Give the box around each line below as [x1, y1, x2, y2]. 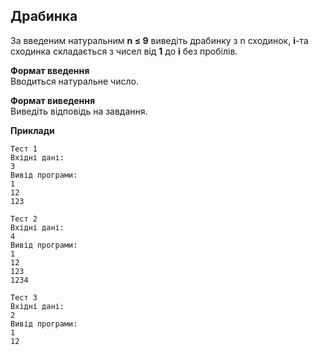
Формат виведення [10, 94, 96, 106]
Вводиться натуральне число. [10, 75, 139, 87]
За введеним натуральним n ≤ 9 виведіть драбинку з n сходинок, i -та [10, 34, 309, 46]
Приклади [10, 124, 55, 136]
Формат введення [10, 64, 90, 76]
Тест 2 [10, 214, 38, 224]
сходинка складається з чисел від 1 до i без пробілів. [10, 45, 238, 57]
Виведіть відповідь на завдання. [10, 105, 148, 117]
